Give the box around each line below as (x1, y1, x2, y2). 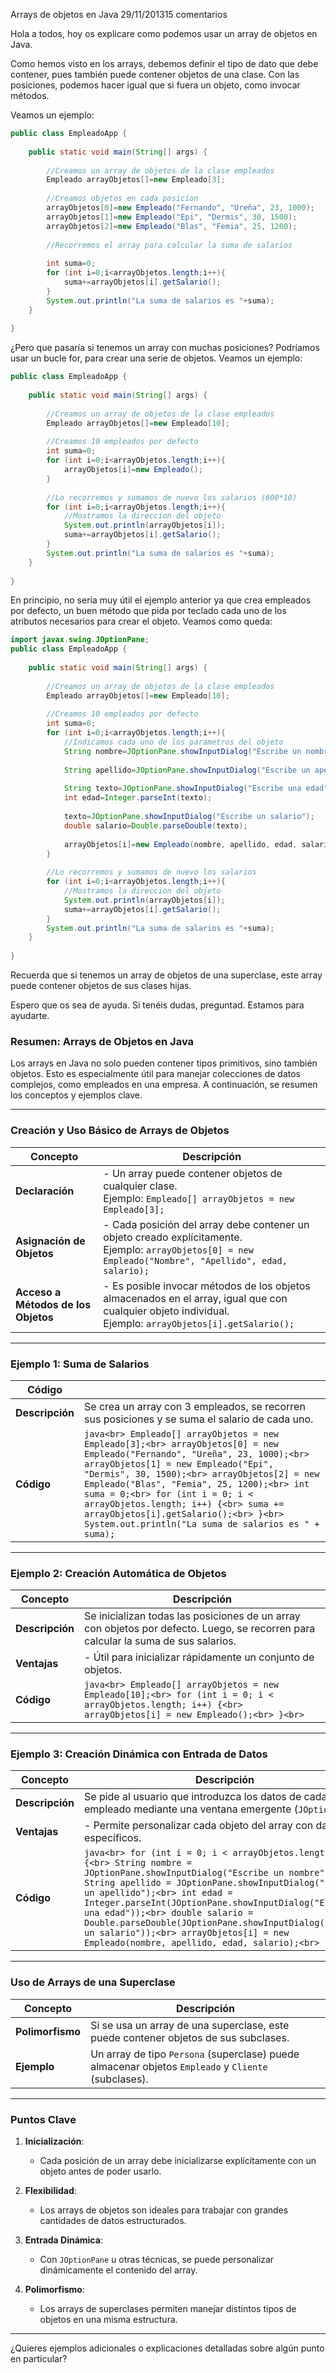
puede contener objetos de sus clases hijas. (10, 980, 192, 991)
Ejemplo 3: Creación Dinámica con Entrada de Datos (10, 1747, 268, 1761)
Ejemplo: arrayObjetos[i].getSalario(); (103, 1316, 295, 1330)
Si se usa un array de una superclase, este (90, 2018, 290, 2032)
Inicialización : (24, 2135, 85, 2148)
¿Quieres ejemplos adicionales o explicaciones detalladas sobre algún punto (10, 2342, 325, 2354)
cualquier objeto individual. (103, 1304, 230, 1318)
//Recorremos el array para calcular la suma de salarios (46, 240, 293, 250)
